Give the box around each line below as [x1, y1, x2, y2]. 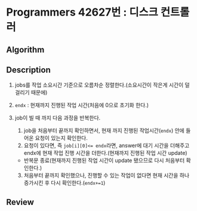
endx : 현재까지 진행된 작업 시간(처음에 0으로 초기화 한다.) [14, 102, 149, 109]
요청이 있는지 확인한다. [35, 134, 88, 142]
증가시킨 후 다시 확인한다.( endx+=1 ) [23, 179, 106, 186]
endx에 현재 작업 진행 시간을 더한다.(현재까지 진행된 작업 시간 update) [23, 149, 187, 157]
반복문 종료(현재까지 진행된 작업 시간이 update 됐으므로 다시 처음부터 [23, 157, 185, 164]
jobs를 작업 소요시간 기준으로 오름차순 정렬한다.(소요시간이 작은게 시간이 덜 [14, 81, 190, 88]
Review [6, 197, 35, 207]
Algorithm [6, 44, 45, 54]
